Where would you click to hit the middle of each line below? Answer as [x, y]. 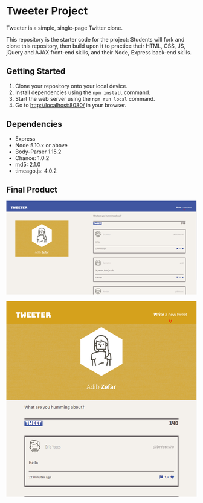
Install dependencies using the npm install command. [83, 92]
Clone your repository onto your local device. [71, 86]
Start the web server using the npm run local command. [85, 98]
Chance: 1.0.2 [32, 158]
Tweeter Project [47, 11]
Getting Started [36, 72]
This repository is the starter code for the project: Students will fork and [95, 39]
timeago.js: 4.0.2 [36, 171]
